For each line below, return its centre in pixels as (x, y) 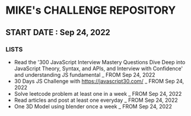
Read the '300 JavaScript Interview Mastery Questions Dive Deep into (100, 62)
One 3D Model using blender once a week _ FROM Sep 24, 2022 (93, 106)
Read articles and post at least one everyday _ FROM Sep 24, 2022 (96, 100)
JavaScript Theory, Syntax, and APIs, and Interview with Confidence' (98, 68)
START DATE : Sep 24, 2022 (58, 32)
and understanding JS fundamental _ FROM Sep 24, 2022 (85, 74)
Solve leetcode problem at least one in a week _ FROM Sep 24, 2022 (98, 93)
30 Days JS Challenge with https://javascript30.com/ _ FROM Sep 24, (99, 81)
